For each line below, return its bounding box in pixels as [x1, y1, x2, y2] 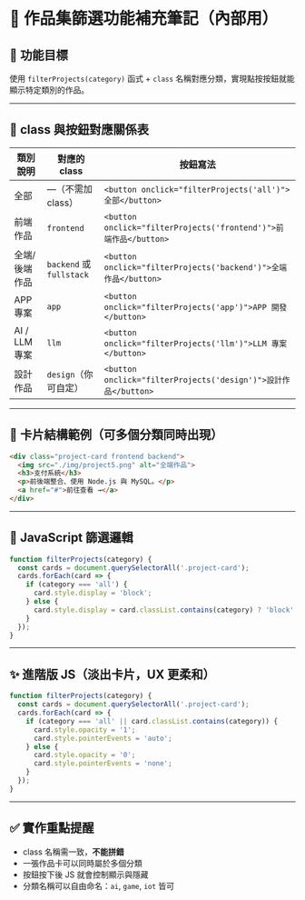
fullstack [46, 269, 89, 280]
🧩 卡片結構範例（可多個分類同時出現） [9, 427, 223, 443]
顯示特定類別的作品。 [9, 85, 89, 95]
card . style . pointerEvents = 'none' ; [33, 759, 172, 768]
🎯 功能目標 [9, 47, 68, 63]
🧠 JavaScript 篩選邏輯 [9, 530, 133, 545]
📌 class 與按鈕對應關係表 [9, 122, 150, 137]
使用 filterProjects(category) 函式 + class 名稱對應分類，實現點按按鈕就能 [9, 74, 295, 84]
